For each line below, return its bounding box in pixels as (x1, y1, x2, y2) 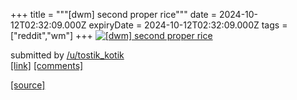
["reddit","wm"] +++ (10, 30, 93, 41)
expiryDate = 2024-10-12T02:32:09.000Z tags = (88, 19, 288, 31)
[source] (10, 79, 46, 91)
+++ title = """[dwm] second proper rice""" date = (10, 9, 217, 20)
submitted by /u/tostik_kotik (10, 49, 125, 61)
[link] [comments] (10, 60, 84, 71)
